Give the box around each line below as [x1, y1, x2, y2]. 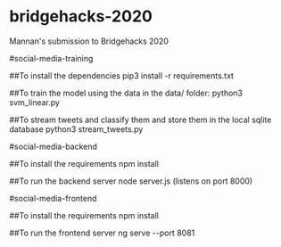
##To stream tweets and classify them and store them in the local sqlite [9, 114, 272, 125]
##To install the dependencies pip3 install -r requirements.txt [9, 70, 235, 81]
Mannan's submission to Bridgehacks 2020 [9, 36, 169, 46]
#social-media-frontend [9, 193, 97, 203]
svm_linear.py [9, 96, 61, 108]
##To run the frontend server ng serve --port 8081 [9, 227, 195, 238]
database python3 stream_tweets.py [9, 123, 144, 135]
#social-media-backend [9, 141, 98, 152]
